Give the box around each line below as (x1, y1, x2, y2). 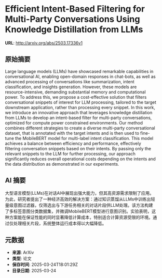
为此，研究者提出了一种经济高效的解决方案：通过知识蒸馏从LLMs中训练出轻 (5, 196, 155, 202)
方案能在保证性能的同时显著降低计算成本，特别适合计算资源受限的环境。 (9, 214, 153, 220)
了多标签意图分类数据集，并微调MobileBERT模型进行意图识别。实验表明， (5, 208, 152, 214)
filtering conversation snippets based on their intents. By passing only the (5, 145, 151, 151)
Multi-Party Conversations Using (5, 14, 140, 25)
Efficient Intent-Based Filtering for (5, 3, 145, 15)
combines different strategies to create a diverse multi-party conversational (5, 125, 155, 131)
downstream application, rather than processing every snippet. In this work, (5, 104, 155, 110)
